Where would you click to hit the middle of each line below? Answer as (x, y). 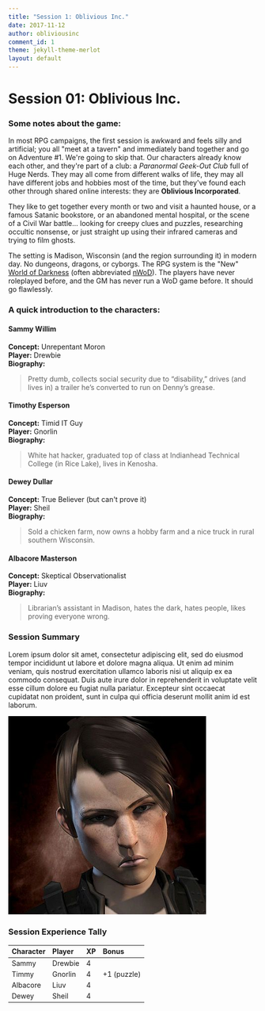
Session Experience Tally (58, 932)
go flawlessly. (30, 289)
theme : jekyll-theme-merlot (55, 50)
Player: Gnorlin (33, 431)
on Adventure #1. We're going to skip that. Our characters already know (125, 158)
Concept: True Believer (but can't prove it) (78, 500)
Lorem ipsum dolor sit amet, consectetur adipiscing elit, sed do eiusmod (126, 654)
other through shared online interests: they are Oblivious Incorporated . (125, 191)
